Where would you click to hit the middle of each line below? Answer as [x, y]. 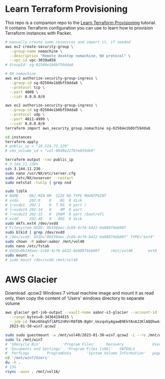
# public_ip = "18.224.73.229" [37, 146]
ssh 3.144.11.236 [23, 169]
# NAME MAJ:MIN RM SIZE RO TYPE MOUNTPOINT [56, 196]
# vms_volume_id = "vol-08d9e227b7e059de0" [50, 151]
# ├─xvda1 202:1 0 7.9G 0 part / [46, 205]
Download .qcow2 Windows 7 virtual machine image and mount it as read [80, 293]
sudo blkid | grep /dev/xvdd [35, 232]
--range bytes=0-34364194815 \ [41, 317]
